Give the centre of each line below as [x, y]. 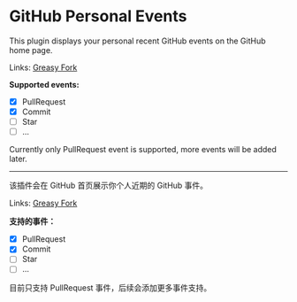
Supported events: [44, 84]
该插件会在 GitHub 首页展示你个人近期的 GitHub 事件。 [109, 186]
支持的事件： [32, 221]
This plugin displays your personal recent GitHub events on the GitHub [138, 41]
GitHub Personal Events [98, 16]
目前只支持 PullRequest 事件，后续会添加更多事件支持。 [110, 288]
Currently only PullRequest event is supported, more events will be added [143, 150]
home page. [31, 50]
